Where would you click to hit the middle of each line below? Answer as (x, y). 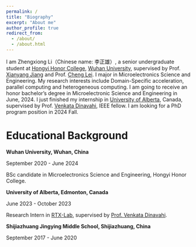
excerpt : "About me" (31, 22)
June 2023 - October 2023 (39, 204)
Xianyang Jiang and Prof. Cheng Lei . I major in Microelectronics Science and (98, 75)
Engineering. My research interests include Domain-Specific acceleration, (95, 80)
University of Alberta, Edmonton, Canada (57, 192)
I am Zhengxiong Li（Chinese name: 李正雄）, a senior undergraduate (90, 62)
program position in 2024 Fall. (42, 111)
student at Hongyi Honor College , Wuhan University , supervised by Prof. (93, 68)
